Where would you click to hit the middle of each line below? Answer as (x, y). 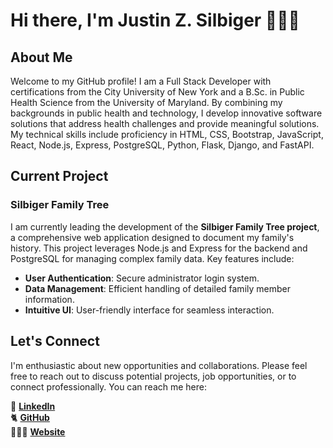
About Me (41, 57)
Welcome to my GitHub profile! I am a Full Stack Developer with (141, 81)
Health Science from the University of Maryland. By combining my (146, 102)
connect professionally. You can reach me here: (109, 386)
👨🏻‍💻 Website (38, 431)
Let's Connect (55, 341)
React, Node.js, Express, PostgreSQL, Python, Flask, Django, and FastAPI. (162, 145)
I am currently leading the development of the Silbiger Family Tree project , (165, 226)
